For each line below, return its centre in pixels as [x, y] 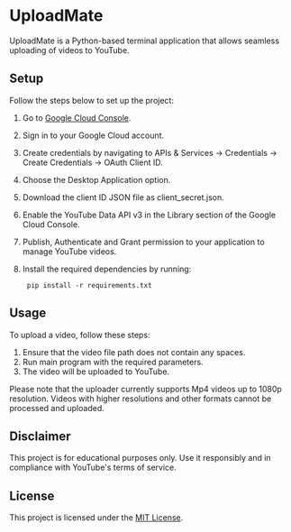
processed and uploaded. [57, 408]
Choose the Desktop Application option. [96, 179]
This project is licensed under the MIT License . [96, 518]
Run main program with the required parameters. [113, 362]
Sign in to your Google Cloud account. [93, 135]
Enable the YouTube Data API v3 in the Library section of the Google [149, 215]
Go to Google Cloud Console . [77, 117]
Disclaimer [40, 436]
